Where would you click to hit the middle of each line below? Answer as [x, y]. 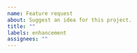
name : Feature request [40, 13]
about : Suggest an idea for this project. [70, 20]
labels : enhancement [37, 33]
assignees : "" [28, 39]
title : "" [22, 26]
